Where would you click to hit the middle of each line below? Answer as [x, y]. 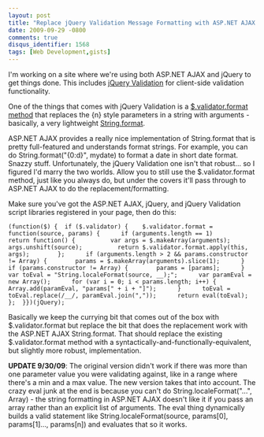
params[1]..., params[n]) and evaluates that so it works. [98, 424]
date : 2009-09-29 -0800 [47, 30]
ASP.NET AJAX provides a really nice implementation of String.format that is [132, 138]
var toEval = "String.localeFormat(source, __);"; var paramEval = [130, 275]
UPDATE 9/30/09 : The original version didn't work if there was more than [128, 366]
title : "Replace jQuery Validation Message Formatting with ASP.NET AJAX [132, 23]
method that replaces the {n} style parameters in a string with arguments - [129, 115]
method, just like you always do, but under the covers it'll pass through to [127, 180]
